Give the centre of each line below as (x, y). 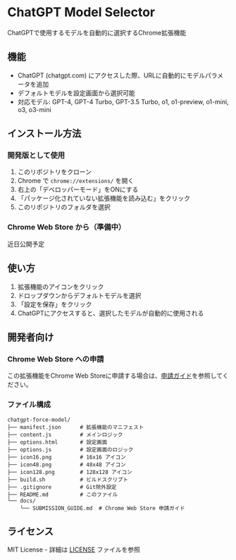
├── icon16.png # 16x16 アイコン (67, 457)
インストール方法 (44, 133)
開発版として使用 (36, 156)
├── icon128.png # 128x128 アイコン (70, 472)
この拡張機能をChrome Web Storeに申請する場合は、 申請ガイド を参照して (115, 376)
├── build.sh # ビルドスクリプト (68, 480)
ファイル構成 (29, 404)
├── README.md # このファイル (63, 494)
